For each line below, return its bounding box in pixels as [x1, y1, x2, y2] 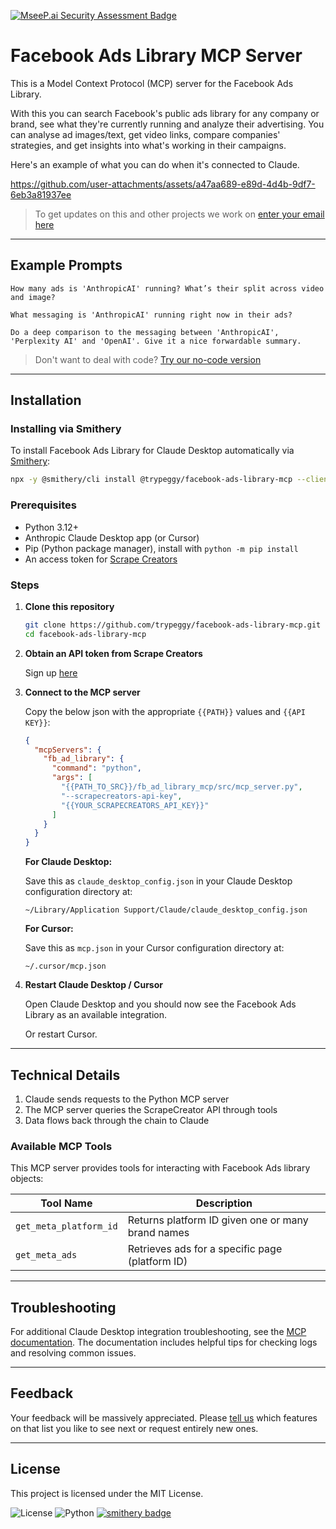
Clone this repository [24, 600, 115, 612]
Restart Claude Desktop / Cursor [24, 979, 163, 991]
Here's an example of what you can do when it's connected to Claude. [10, 158, 300, 170]
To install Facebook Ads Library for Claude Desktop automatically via [10, 445, 295, 457]
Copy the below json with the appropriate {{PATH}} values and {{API [24, 705, 306, 717]
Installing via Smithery [10, 422, 122, 436]
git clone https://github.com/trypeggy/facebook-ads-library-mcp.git [24, 620, 322, 630]
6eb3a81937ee [10, 188, 72, 200]
